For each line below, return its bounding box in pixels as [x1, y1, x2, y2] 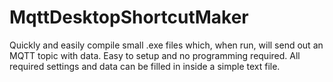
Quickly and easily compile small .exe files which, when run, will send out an [9, 39, 324, 51]
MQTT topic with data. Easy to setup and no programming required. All [9, 49, 301, 61]
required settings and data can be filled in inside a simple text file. [9, 60, 281, 72]
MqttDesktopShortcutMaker [9, 6, 249, 29]
